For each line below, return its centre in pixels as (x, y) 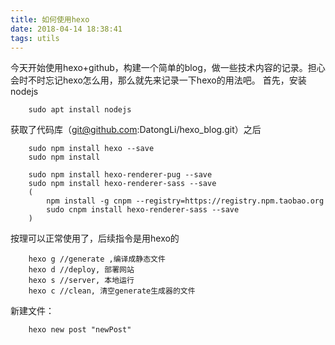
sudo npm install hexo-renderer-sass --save (122, 184)
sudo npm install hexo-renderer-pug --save (120, 175)
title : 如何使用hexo (50, 19)
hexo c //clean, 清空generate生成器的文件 (112, 291)
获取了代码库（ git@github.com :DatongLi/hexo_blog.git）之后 (136, 130)
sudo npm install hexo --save (91, 149)
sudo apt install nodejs (80, 110)
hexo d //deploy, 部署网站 (81, 270)
